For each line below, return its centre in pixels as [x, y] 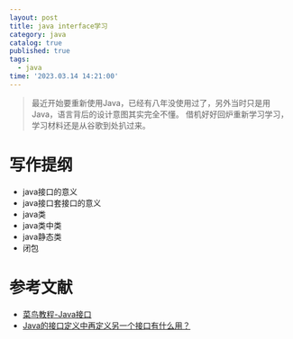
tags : [19, 59]
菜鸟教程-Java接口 [57, 314]
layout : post [34, 18]
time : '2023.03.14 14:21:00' [64, 76]
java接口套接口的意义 [62, 202]
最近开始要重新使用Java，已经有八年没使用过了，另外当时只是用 [151, 103]
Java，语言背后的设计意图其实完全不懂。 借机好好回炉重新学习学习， [160, 114]
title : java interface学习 [59, 26]
